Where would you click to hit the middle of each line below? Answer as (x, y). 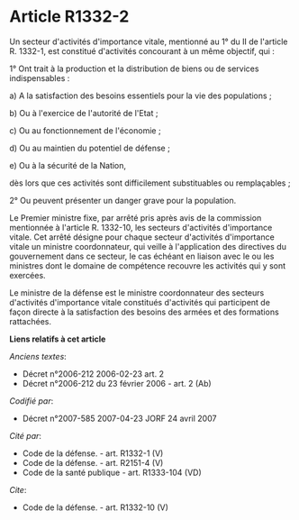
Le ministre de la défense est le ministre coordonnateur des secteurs (137, 292)
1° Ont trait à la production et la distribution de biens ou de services (134, 68)
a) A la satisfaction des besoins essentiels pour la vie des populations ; (140, 96)
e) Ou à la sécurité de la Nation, (68, 165)
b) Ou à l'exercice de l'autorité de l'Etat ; (84, 113)
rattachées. (31, 321)
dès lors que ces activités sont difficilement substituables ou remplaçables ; (150, 183)
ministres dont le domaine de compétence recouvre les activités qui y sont (148, 265)
